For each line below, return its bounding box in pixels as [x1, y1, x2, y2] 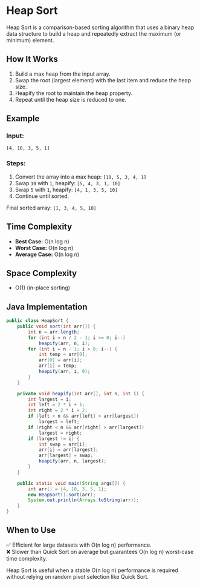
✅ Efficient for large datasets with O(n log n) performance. [6, 541, 152, 548]
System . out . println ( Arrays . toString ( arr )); [28, 497, 139, 503]
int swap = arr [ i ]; [38, 441, 88, 447]
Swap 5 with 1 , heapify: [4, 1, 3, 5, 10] [15, 186, 118, 193]
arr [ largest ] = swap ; [38, 452, 94, 459]
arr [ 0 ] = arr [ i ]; [38, 357, 83, 363]
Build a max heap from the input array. [15, 70, 111, 77]
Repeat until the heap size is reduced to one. [15, 96, 127, 103]
